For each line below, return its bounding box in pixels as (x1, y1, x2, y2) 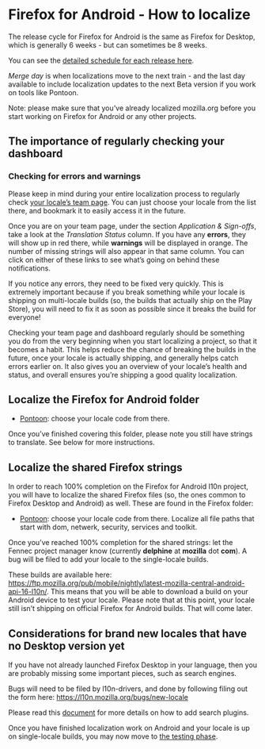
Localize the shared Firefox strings (8, 460, 184, 474)
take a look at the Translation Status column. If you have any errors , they (8, 229, 247, 239)
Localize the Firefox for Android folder (8, 393, 200, 406)
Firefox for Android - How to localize (8, 6, 251, 24)
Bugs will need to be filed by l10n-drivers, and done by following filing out (8, 684, 248, 693)
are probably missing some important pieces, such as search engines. (8, 669, 237, 678)
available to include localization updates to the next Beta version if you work (8, 79, 256, 89)
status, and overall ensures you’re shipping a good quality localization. (8, 370, 238, 379)
